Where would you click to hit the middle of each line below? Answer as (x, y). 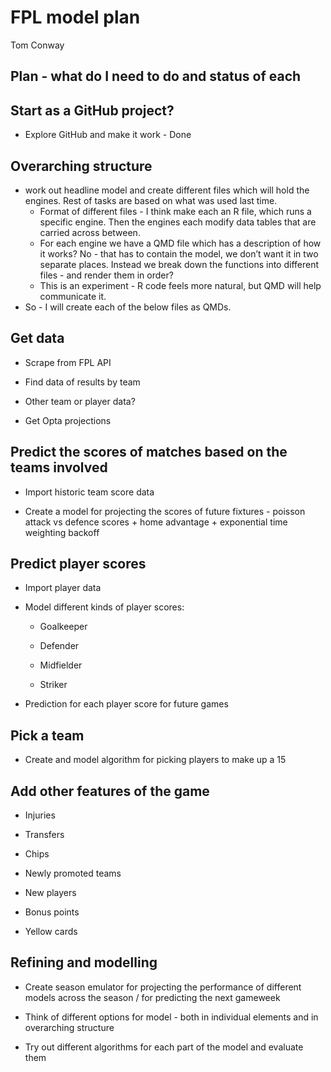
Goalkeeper (63, 627)
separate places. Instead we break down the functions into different (179, 264)
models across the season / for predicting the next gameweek (152, 997)
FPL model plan (75, 17)
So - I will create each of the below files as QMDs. (128, 307)
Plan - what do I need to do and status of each (156, 76)
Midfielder (61, 665)
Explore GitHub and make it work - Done (108, 135)
